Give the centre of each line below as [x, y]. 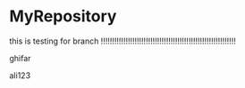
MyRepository [63, 16]
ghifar [20, 58]
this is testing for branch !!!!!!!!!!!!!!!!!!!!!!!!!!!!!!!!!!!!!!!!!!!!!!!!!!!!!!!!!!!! [123, 41]
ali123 [20, 75]
